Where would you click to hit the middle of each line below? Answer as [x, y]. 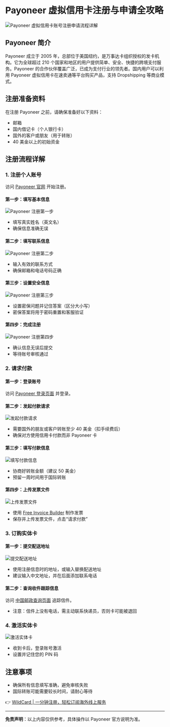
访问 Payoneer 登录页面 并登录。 [39, 394]
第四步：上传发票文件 [27, 490]
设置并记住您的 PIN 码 [35, 654]
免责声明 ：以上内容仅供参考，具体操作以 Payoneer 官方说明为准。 [74, 719]
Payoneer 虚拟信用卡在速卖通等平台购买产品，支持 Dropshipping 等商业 [86, 75]
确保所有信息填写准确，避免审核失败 [50, 685]
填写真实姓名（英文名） [37, 222]
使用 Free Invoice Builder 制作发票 [48, 512]
